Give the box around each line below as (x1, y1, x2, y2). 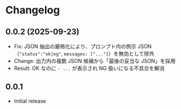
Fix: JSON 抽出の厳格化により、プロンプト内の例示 (13, 43, 137, 50)
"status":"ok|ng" (19, 51, 62, 57)
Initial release (13, 97, 46, 104)
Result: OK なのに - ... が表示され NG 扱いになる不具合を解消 (13, 65, 165, 72)
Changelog (5, 3, 60, 17)
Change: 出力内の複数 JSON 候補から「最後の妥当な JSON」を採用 (13, 58, 176, 64)
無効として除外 (119, 50, 155, 57)
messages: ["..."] (64, 51, 109, 57)
